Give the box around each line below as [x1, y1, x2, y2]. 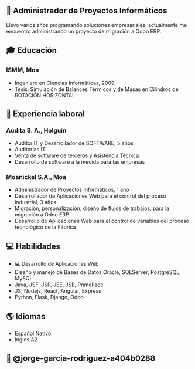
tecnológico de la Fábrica [14, 224, 76, 231]
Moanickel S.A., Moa [6, 173, 66, 181]
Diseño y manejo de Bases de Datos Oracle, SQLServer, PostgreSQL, [14, 269, 182, 276]
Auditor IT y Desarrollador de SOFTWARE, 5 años [14, 140, 134, 147]
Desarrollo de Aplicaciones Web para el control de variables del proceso [14, 218, 189, 225]
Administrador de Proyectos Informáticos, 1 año [14, 186, 130, 194]
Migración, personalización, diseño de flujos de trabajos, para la [14, 205, 170, 212]
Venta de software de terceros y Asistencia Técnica [14, 152, 139, 159]
